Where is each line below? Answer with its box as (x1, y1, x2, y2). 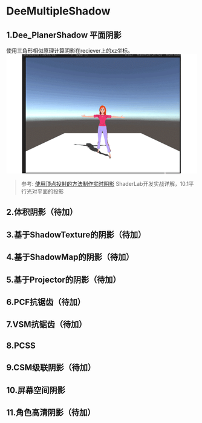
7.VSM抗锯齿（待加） (6, 320, 87, 330)
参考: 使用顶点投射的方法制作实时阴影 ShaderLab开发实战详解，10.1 (21, 180, 189, 187)
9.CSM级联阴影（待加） (6, 362, 96, 373)
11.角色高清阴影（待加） (6, 407, 96, 418)
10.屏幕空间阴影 (6, 385, 65, 395)
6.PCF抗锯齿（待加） (6, 297, 86, 307)
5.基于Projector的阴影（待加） (6, 274, 121, 285)
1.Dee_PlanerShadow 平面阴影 (6, 30, 122, 40)
